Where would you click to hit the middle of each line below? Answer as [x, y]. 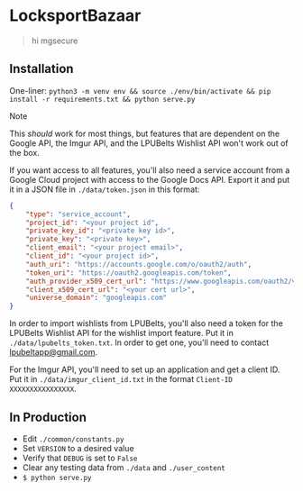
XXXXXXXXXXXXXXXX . [43, 389]
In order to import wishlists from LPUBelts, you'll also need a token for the [147, 323]
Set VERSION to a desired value [78, 448]
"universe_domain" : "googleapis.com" [96, 298]
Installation [41, 69]
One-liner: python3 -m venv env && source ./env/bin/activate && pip [140, 90]
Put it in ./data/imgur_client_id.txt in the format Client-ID [121, 379]
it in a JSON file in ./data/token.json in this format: [105, 189]
